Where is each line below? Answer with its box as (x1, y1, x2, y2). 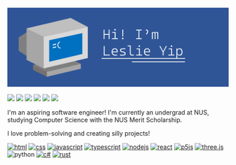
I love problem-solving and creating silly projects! (7, 129, 150, 138)
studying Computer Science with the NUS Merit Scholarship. (7, 116, 183, 124)
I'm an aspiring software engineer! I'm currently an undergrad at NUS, (7, 108, 209, 117)
